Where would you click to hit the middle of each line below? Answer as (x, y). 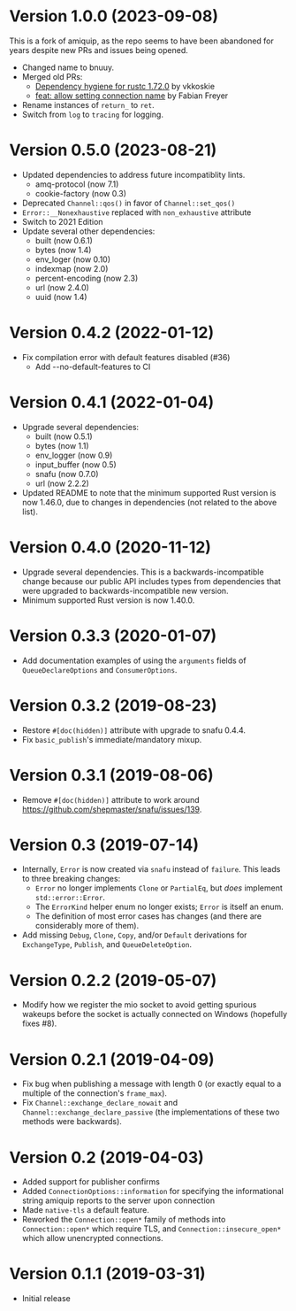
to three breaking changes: (71, 879)
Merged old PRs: (52, 76)
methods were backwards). (72, 1122)
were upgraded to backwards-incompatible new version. (125, 590)
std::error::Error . (70, 898)
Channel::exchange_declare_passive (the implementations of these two (151, 1112)
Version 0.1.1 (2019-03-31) (107, 1274)
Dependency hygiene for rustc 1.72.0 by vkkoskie (125, 86)
